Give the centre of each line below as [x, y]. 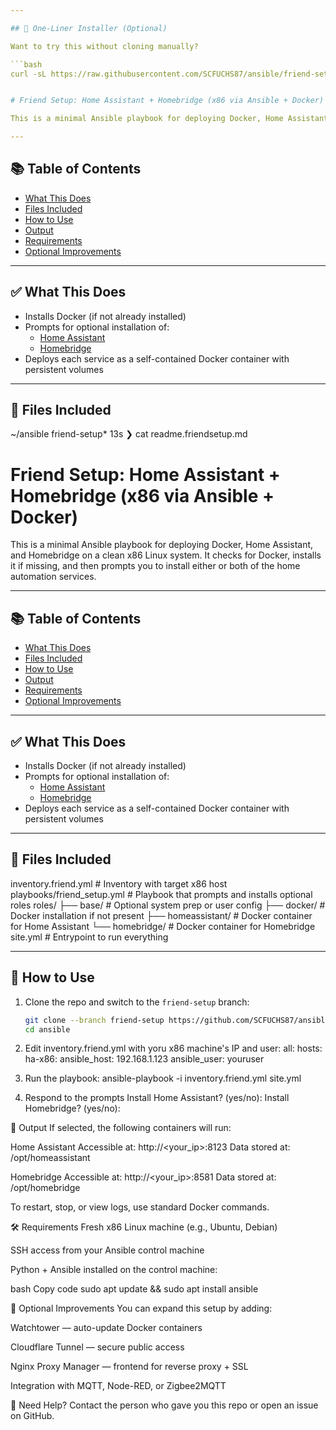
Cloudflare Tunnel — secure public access [97, 1347]
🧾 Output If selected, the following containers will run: [121, 1128]
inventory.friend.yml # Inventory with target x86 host [119, 883]
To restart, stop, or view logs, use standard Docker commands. [140, 1207]
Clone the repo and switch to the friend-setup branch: [137, 1002]
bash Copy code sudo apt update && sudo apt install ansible [134, 1289]
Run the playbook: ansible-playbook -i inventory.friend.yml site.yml [163, 1078]
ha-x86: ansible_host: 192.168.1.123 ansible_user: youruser [144, 1059]
